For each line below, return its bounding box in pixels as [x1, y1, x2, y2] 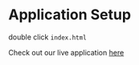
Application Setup [8, 6, 131, 24]
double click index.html [8, 32, 87, 42]
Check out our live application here [8, 47, 125, 57]
